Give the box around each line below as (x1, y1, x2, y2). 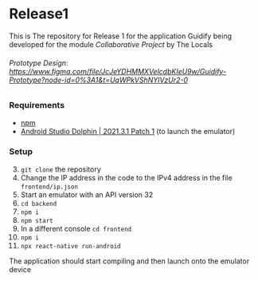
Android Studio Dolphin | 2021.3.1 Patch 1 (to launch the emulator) (20, 126, 236, 136)
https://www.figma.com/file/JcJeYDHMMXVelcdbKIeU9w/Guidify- (9, 66, 227, 76)
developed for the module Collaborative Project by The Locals (9, 39, 213, 49)
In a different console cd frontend (20, 224, 132, 233)
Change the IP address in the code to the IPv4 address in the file (20, 172, 233, 182)
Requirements (9, 100, 65, 111)
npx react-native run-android (20, 242, 122, 250)
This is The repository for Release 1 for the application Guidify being (9, 31, 232, 41)
